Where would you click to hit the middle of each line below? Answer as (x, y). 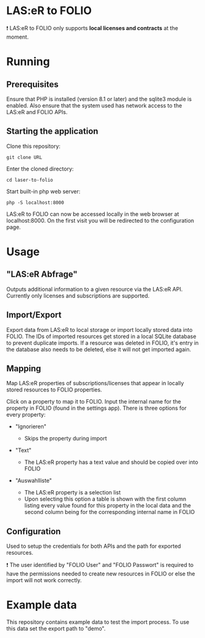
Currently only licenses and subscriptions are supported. (78, 296)
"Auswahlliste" (33, 481)
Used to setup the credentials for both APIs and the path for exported (94, 546)
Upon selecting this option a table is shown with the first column (105, 499)
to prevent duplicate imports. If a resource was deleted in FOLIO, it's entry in (102, 343)
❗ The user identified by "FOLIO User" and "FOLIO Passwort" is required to (100, 565)
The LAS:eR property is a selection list (73, 493)
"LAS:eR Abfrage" (42, 275)
